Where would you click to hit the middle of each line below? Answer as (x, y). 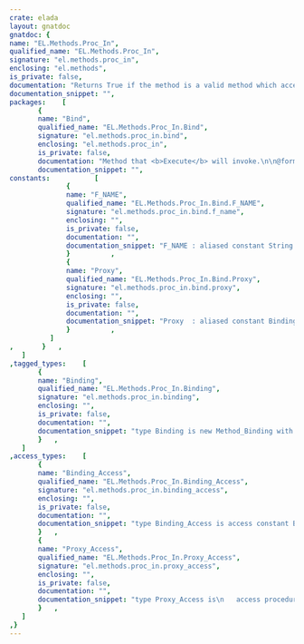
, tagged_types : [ (48, 364)
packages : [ (38, 102)
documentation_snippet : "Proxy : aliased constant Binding (182, 322)
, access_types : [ (48, 456)
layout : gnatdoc (40, 26)
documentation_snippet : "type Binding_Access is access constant (163, 524)
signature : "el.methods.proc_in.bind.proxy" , (154, 288)
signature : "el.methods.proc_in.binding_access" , (133, 490)
